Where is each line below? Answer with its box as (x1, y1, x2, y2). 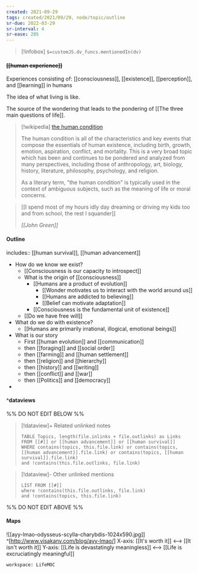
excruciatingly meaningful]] (6, 550, 75, 557)
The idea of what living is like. (6, 93, 80, 100)
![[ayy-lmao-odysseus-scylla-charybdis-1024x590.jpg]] (6, 531, 145, 538)
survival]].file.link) (21, 454, 78, 460)
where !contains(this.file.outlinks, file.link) (21, 488, 146, 494)
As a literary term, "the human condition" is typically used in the (21, 179, 180, 186)
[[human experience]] (6, 62, 63, 69)
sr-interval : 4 (6, 25, 45, 32)
